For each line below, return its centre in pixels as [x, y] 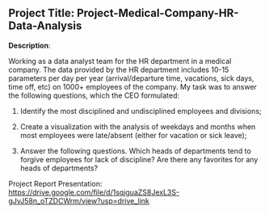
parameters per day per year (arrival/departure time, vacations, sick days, [131, 78]
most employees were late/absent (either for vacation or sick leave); [133, 135]
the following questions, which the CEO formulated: [94, 95]
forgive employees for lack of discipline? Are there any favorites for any [139, 159]
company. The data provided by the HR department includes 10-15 [119, 69]
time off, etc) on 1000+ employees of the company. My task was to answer [132, 86]
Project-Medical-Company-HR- [158, 13]
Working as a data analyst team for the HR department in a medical [120, 61]
